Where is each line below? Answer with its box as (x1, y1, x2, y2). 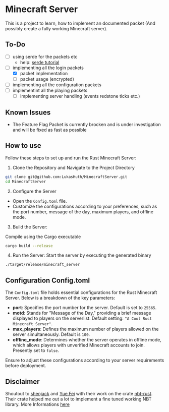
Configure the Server (12, 188, 57, 194)
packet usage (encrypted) (20, 76, 75, 82)
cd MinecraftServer (5, 179, 46, 184)
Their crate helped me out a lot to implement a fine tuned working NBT (5, 396, 152, 402)
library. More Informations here (5, 401, 70, 407)
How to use (5, 141, 41, 150)
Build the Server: (12, 223, 48, 230)
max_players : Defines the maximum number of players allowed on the (12, 326, 159, 332)
